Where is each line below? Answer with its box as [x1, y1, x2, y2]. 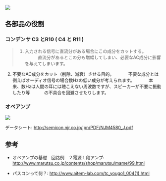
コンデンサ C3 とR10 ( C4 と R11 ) [5, 36, 84, 43]
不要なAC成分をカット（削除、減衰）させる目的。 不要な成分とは [12, 71, 159, 77]
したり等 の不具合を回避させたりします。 [12, 90, 109, 95]
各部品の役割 [5, 20, 45, 28]
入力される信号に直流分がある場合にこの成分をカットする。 [24, 48, 147, 54]
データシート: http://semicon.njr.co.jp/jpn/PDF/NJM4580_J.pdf [5, 124, 133, 131]
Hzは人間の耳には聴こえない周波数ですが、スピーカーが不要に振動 [25, 83, 162, 89]
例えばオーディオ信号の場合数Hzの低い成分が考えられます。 [12, 77, 135, 83]
